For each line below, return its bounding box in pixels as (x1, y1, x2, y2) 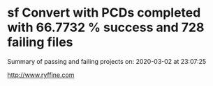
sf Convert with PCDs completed (7, 5, 201, 21)
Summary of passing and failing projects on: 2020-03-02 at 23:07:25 (7, 57, 207, 65)
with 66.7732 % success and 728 (7, 19, 205, 35)
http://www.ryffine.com (7, 71, 75, 79)
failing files (7, 35, 73, 50)
